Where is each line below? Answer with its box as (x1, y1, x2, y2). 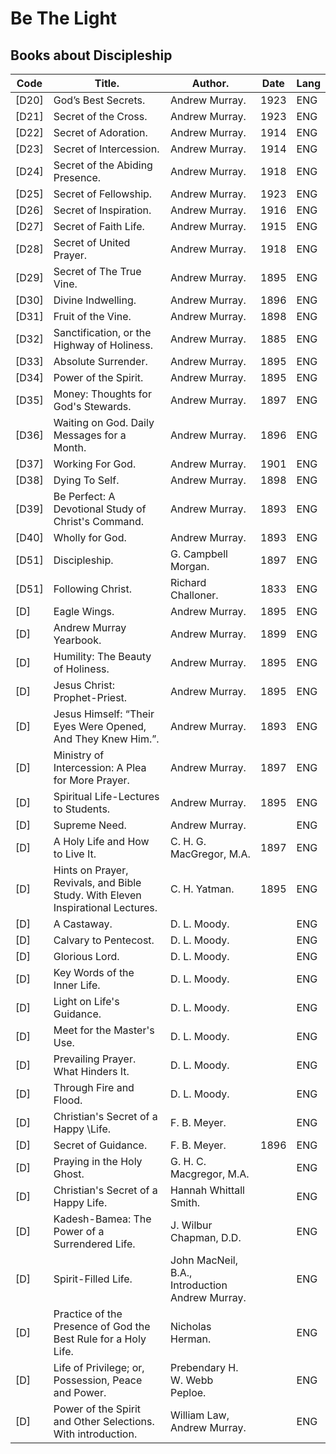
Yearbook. (53, 633, 102, 647)
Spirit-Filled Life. (53, 1272, 133, 1286)
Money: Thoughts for (53, 387, 152, 401)
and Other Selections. (53, 1415, 155, 1428)
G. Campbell (170, 547, 228, 561)
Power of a (53, 1225, 105, 1238)
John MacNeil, (170, 1253, 238, 1267)
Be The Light (10, 7, 118, 30)
